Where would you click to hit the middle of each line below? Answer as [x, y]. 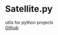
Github [12, 27]
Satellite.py [29, 9]
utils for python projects [29, 22]
